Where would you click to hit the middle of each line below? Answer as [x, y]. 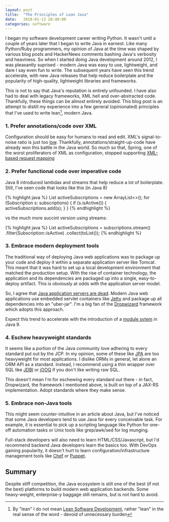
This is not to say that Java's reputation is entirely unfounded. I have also [81, 91]
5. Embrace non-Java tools [38, 403]
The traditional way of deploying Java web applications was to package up [83, 256]
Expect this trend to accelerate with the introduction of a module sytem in [81, 319]
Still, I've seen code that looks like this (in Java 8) [56, 188]
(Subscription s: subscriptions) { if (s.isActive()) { [56, 203]
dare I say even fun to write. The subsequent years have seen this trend [80, 70]
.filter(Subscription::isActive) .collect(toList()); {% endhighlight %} [73, 233]
